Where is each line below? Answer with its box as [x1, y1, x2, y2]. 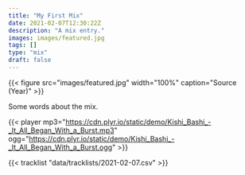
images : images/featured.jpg [8, 33, 105, 42]
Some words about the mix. [8, 101, 99, 111]
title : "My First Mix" [8, 11, 84, 20]
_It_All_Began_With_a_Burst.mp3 [8, 125, 115, 135]
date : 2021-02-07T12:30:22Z [8, 19, 102, 27]
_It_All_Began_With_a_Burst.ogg [8, 142, 113, 152]
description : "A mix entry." [8, 26, 105, 34]
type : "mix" [8, 49, 48, 56]
